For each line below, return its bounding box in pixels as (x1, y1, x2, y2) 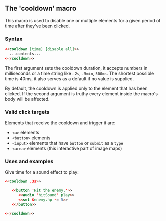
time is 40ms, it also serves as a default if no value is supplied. (5, 75, 134, 82)
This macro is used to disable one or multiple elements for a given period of (5, 17, 161, 23)
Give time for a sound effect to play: (5, 169, 79, 175)
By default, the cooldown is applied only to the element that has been (5, 85, 148, 91)
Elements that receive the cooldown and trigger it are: (5, 120, 116, 126)
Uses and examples (5, 158, 54, 165)
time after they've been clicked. (5, 23, 70, 29)
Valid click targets (5, 108, 50, 115)
